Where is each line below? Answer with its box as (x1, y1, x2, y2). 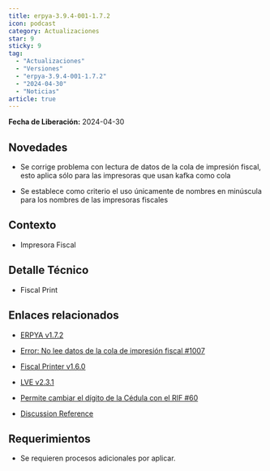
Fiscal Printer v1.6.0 (19, 362, 86, 371)
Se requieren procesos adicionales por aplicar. (19, 453, 176, 463)
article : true (8, 95, 57, 103)
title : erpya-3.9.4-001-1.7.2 (8, 11, 111, 20)
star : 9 (8, 34, 35, 43)
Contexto (8, 218, 57, 232)
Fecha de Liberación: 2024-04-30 (8, 117, 125, 126)
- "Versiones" (15, 65, 63, 73)
